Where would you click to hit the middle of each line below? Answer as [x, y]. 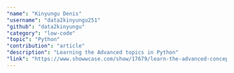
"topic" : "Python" [33, 40]
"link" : [18, 59]
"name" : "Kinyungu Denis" [44, 14]
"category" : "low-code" [41, 33]
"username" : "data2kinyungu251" [53, 20]
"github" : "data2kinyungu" [46, 26]
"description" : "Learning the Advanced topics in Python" [93, 53]
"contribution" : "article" [46, 46]
